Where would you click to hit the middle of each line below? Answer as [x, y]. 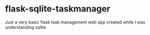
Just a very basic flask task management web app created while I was [75, 22]
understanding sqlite [25, 27]
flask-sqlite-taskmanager [58, 9]
